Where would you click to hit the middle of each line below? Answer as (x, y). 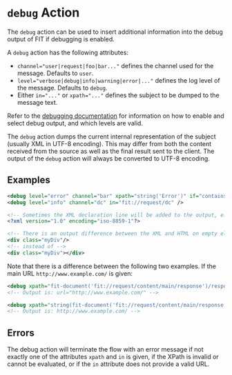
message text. (37, 102)
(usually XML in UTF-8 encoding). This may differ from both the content (109, 143)
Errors (21, 333)
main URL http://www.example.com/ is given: (70, 273)
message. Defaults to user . (55, 73)
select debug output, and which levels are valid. (75, 123)
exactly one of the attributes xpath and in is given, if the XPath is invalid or (113, 357)
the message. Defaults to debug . (62, 88)
